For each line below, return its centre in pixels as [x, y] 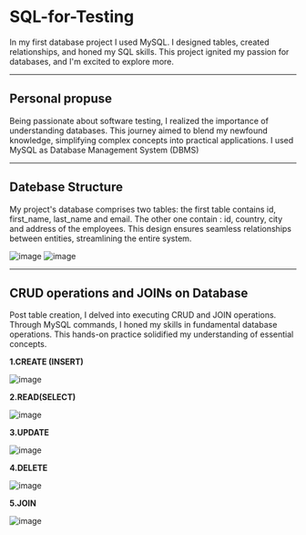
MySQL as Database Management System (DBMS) [104, 150]
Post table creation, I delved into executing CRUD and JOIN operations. [143, 315]
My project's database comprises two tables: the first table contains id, [143, 209]
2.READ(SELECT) [43, 397]
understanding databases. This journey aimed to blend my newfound [139, 131]
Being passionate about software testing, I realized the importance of [139, 121]
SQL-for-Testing [72, 17]
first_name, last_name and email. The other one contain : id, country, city [146, 219]
